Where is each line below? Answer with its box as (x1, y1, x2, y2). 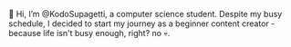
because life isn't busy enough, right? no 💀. (8, 28, 171, 38)
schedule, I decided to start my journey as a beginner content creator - (8, 18, 275, 29)
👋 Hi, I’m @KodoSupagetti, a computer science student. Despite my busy (8, 9, 283, 19)
